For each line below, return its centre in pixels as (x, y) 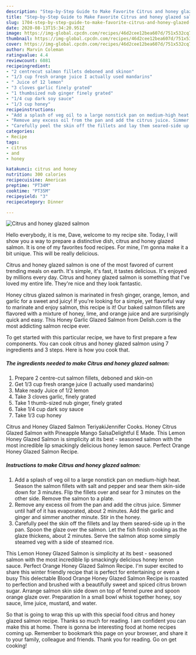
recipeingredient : (28, 66)
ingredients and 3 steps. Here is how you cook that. (68, 350)
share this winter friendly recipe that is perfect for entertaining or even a (93, 572)
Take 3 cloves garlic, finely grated (55, 397)
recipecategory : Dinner (35, 202)
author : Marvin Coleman (35, 50)
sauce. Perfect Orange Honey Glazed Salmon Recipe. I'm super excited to (95, 566)
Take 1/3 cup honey (38, 415)
